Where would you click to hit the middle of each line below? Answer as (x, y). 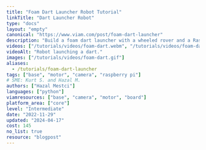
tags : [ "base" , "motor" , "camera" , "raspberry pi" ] (74, 75)
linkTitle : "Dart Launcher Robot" (51, 18)
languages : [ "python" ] (35, 92)
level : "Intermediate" (35, 109)
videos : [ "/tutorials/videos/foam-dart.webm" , (67, 47)
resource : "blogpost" (34, 137)
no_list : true (25, 132)
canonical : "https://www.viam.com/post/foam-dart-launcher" (85, 35)
